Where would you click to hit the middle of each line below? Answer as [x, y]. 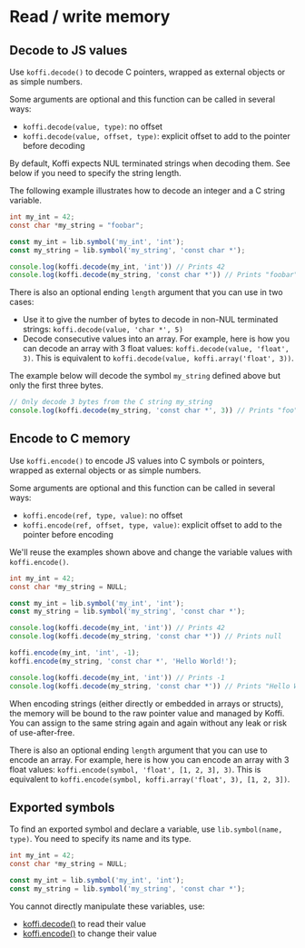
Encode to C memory [70, 439]
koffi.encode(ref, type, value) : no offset [103, 515]
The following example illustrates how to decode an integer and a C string [148, 191]
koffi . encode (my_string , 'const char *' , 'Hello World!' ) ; [123, 661]
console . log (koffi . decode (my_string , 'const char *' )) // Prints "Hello [150, 686]
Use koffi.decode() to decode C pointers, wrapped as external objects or [148, 72]
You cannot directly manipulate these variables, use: [108, 906]
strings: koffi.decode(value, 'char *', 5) [103, 330]
